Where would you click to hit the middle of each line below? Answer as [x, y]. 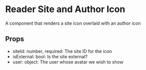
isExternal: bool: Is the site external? [50, 56]
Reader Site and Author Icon [65, 9]
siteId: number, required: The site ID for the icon [62, 51]
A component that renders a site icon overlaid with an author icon [73, 23]
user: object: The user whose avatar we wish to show [68, 62]
